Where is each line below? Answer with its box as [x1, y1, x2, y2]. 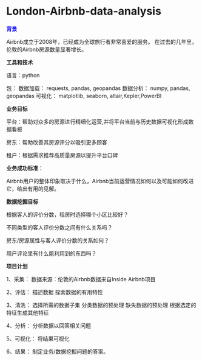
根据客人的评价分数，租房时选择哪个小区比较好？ [6, 211, 129, 218]
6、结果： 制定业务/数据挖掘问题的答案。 [6, 348, 109, 355]
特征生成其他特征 [6, 309, 49, 316]
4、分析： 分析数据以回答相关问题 [6, 321, 91, 329]
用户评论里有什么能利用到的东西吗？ [6, 250, 97, 257]
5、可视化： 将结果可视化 [6, 335, 70, 342]
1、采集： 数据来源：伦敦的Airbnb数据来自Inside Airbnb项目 [6, 275, 156, 282]
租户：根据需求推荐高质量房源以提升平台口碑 [6, 151, 118, 159]
